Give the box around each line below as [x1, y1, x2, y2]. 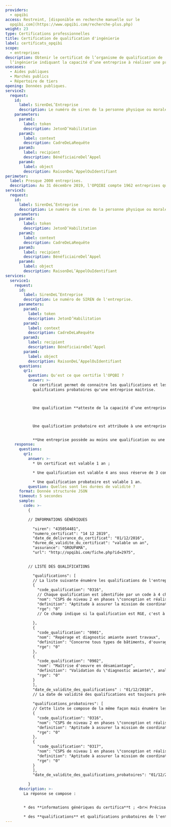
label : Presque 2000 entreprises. [10, 178, 83, 184]
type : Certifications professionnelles [5, 31, 90, 36]
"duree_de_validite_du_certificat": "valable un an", [32, 541, 149, 546]
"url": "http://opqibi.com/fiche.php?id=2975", [32, 550, 136, 555]
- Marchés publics [10, 74, 49, 79]
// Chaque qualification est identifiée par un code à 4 [37, 592, 160, 597]
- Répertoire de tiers [10, 79, 58, 84]
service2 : [5, 88, 26, 93]
